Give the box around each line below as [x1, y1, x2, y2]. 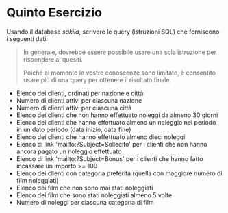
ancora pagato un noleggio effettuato [16, 147, 122, 155]
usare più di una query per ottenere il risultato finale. [23, 75, 172, 84]
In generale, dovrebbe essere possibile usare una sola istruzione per [23, 48, 217, 56]
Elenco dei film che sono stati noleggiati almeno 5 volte [16, 190, 173, 199]
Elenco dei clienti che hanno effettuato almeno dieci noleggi [16, 132, 186, 141]
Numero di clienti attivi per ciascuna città [16, 103, 132, 112]
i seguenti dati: [6, 34, 49, 42]
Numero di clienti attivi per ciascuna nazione [16, 96, 142, 104]
